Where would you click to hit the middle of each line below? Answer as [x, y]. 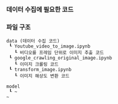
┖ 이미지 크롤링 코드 [36, 64]
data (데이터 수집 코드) [33, 41]
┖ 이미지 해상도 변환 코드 [42, 76]
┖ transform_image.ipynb [40, 70]
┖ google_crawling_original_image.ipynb [61, 58]
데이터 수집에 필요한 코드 [40, 9]
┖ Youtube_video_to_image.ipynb [50, 46]
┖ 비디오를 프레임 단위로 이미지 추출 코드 [59, 53]
